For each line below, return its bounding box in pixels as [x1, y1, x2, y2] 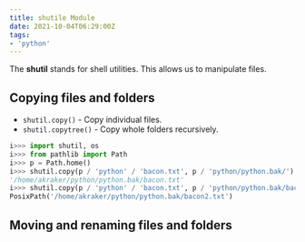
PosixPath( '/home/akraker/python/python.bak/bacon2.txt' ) [9, 192, 233, 201]
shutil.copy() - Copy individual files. [22, 115, 162, 126]
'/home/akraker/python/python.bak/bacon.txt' [9, 175, 184, 185]
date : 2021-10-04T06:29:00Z [9, 22, 116, 31]
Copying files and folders [9, 90, 156, 106]
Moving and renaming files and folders [9, 217, 233, 233]
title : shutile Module [9, 13, 95, 23]
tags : [9, 30, 30, 39]
